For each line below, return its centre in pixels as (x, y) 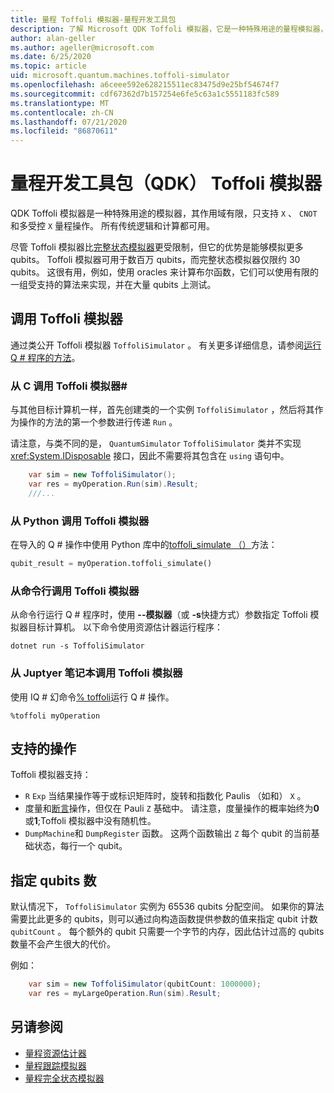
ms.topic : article (48, 66)
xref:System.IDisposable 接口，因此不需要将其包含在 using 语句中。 (150, 456)
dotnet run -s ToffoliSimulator (77, 646)
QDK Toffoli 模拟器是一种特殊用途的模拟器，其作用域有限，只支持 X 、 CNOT (164, 213)
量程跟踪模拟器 (55, 1065)
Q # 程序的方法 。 (45, 357)
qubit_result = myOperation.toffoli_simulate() (111, 564)
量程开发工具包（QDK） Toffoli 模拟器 (166, 183)
